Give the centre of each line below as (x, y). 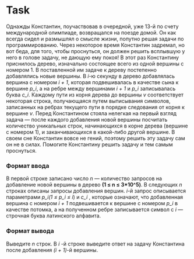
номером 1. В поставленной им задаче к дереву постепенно (82, 70)
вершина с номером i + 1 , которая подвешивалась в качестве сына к (92, 82)
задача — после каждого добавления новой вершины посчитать (87, 119)
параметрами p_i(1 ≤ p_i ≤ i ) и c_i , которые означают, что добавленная (95, 197)
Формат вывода (30, 231)
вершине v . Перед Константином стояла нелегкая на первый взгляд (91, 113)
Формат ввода (28, 165)
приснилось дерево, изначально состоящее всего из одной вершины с (95, 63)
